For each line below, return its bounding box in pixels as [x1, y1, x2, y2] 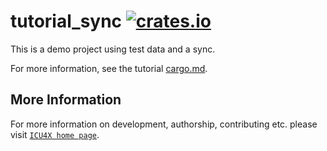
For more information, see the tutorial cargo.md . [10, 62, 208, 74]
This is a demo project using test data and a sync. [10, 43, 216, 55]
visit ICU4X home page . [10, 128, 100, 140]
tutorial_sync [10, 10, 123, 33]
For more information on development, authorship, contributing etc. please [10, 118, 318, 130]
